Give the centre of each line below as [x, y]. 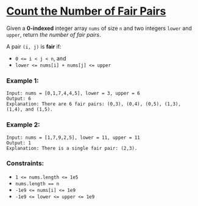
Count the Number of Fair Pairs [86, 11]
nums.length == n [37, 184]
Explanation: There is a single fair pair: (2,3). [72, 148]
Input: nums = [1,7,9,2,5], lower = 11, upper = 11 [73, 138]
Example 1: [23, 81]
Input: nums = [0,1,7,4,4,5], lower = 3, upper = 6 [73, 94]
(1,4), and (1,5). [30, 109]
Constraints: [25, 163]
